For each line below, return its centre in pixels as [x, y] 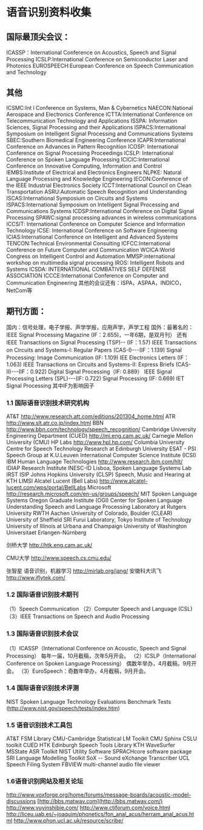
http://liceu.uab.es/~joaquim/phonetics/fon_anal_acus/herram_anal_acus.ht [100, 814]
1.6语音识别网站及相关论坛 [45, 781]
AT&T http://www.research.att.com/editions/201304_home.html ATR [91, 416]
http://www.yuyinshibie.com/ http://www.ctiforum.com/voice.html [88, 808]
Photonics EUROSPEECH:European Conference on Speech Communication [100, 66]
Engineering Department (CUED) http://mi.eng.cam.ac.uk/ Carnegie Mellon [100, 435]
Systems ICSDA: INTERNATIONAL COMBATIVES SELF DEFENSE [86, 269]
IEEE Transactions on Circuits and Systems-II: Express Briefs [99, 364]
